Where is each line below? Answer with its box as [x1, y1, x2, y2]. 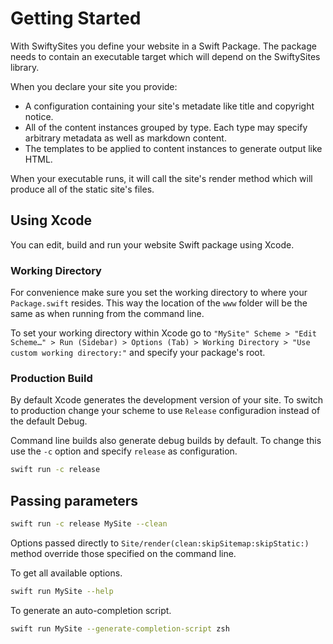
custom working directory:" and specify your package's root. [10, 347, 266, 359]
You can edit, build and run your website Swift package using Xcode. [10, 238, 295, 251]
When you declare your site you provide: [10, 80, 178, 92]
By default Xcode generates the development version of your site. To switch [10, 394, 324, 406]
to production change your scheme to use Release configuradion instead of [10, 405, 321, 417]
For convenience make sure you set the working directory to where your [10, 287, 308, 299]
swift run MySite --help [10, 586, 114, 596]
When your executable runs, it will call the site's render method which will [10, 172, 313, 184]
